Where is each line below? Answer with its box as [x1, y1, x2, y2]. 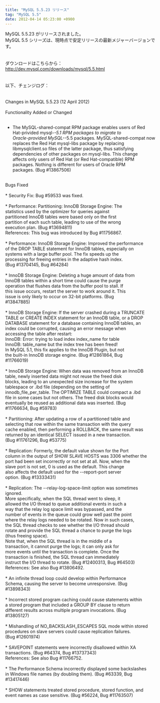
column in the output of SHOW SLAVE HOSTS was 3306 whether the [5, 453, 147, 459]
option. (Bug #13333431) [5, 474, 56, 480]
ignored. [5, 490, 22, 496]
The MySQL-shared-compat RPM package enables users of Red [12, 125, 145, 131]
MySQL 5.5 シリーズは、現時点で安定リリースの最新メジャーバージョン [5, 37, 151, 43]
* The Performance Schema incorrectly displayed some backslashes [5, 666, 146, 672]
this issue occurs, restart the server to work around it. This [5, 288, 126, 294]
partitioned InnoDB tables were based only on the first [5, 214, 116, 220]
